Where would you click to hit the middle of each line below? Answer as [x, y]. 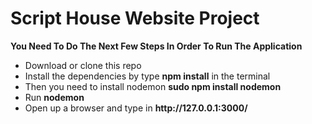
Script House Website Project [135, 18]
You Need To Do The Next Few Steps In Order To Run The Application [156, 46]
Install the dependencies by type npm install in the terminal [147, 76]
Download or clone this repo [83, 65]
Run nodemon [54, 97]
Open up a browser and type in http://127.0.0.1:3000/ [136, 108]
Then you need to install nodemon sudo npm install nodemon [153, 86]
